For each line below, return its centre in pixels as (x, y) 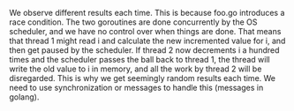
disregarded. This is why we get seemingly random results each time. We (143, 78)
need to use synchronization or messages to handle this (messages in (136, 88)
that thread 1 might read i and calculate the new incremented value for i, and (147, 41)
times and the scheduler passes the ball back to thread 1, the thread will (140, 59)
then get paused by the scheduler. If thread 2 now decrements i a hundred (144, 50)
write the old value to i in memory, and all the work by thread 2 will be (136, 69)
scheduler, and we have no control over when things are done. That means (145, 31)
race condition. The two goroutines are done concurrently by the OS (133, 22)
